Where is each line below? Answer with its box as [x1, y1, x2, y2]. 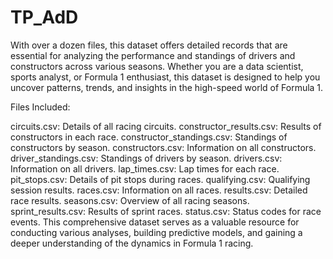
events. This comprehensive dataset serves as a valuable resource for [10, 216, 300, 228]
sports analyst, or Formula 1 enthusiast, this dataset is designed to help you [10, 71, 321, 83]
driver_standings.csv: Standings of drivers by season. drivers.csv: [10, 152, 283, 164]
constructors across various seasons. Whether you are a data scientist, [10, 60, 304, 72]
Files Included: [10, 101, 71, 113]
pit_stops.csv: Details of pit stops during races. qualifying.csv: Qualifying [10, 173, 311, 185]
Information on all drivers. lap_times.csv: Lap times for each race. [10, 162, 280, 175]
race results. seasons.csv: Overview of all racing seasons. [10, 194, 250, 206]
